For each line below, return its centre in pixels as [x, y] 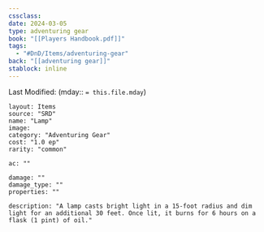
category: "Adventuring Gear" [60, 135]
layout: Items [32, 106]
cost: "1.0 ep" [34, 142]
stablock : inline [38, 69]
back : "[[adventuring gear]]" [60, 62]
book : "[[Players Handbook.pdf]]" [67, 39]
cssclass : [25, 16]
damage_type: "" [36, 185]
